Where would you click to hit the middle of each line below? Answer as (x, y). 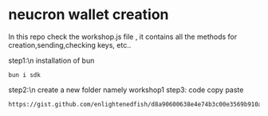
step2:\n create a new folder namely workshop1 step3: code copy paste (126, 90)
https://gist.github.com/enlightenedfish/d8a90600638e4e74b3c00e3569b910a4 (137, 104)
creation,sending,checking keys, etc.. (70, 44)
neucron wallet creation (89, 15)
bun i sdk (25, 75)
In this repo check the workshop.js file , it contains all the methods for (123, 37)
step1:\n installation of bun (51, 60)
